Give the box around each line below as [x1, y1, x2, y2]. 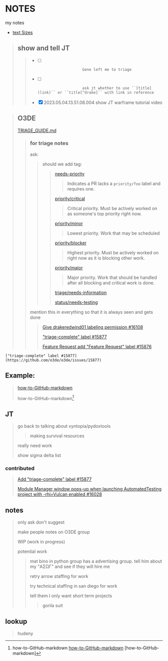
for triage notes [29, 140, 68, 147]
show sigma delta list [17, 452, 61, 458]
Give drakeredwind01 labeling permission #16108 [42, 324, 143, 330]
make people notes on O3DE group [17, 529, 90, 535]
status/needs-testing [54, 299, 98, 305]
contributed [5, 465, 35, 472]
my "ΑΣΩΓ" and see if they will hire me [29, 563, 110, 570]
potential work [17, 548, 47, 554]
